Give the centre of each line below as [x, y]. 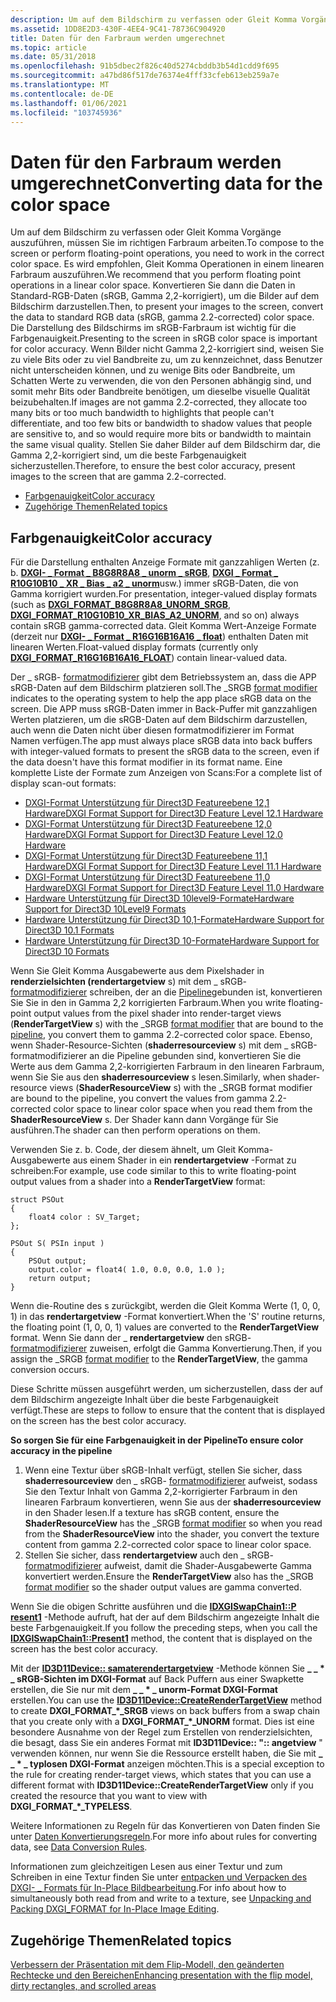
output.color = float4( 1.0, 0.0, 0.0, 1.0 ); [127, 1270]
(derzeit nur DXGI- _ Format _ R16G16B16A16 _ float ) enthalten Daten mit [159, 637]
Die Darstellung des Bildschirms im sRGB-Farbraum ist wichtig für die [153, 328]
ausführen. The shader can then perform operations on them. [135, 1130]
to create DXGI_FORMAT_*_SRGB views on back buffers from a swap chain [165, 1711]
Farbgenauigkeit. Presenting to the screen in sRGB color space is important [164, 338]
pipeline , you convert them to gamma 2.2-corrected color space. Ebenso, [161, 1035]
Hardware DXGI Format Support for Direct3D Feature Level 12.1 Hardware [174, 813]
